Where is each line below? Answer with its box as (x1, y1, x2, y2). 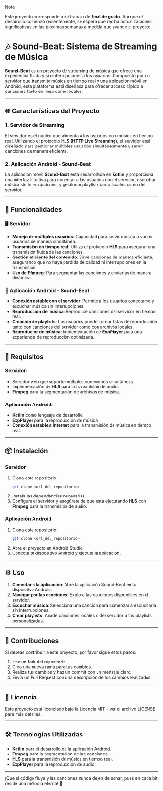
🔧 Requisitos (5, 353, 44, 361)
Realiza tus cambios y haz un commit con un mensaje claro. (12, 669, 132, 675)
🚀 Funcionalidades (5, 205, 62, 214)
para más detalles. (5, 711, 42, 717)
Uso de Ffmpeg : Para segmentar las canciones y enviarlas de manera (12, 270, 152, 276)
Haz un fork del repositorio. (12, 659, 67, 665)
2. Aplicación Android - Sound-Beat (5, 160, 91, 167)
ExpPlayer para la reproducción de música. (12, 417, 99, 423)
